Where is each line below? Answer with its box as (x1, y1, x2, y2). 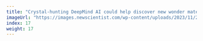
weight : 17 (6, 25, 34, 32)
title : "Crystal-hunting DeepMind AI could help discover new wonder (6, 8, 185, 15)
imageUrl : (6, 14, 31, 20)
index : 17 (6, 20, 31, 26)
